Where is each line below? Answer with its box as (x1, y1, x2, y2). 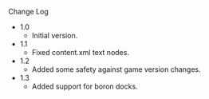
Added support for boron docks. (31, 81, 138, 91)
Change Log (8, 7, 49, 16)
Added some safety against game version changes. (31, 65, 201, 74)
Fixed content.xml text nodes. (31, 48, 130, 57)
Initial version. (31, 31, 78, 40)
